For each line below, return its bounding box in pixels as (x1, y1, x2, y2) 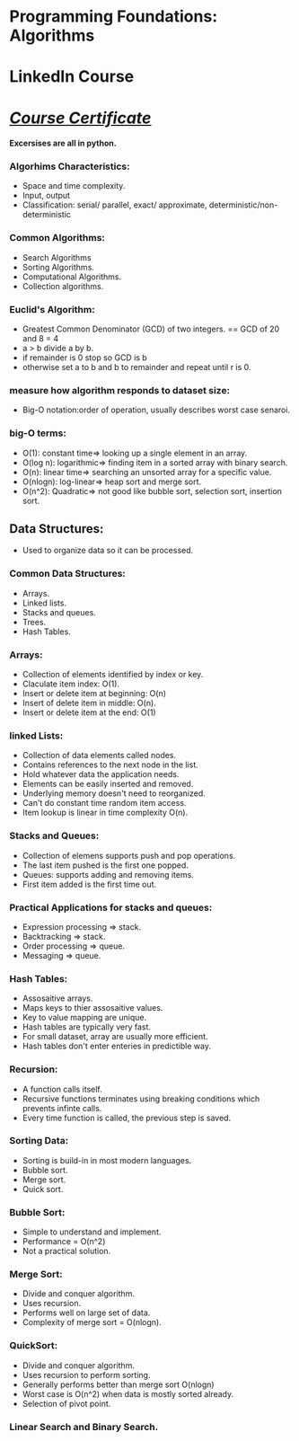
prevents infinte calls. (22, 1102, 102, 1113)
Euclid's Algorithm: (9, 303, 96, 315)
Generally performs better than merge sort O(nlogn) (22, 1379, 215, 1390)
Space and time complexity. (22, 181, 126, 191)
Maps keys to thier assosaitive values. (22, 1003, 163, 1013)
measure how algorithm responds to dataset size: (9, 384, 231, 396)
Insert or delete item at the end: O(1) (22, 707, 156, 718)
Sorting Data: (9, 1135, 69, 1147)
